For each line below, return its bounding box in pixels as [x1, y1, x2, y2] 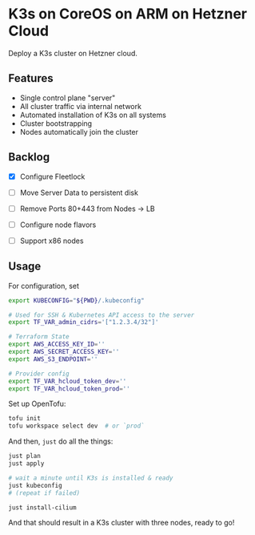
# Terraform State [8, 333, 70, 341]
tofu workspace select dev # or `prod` [8, 422, 145, 430]
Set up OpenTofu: [8, 399, 66, 409]
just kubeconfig [8, 481, 62, 489]
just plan [8, 452, 42, 460]
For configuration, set [8, 281, 80, 290]
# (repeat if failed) [8, 488, 81, 497]
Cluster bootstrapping [19, 118, 93, 128]
